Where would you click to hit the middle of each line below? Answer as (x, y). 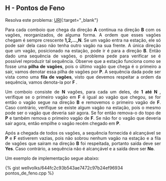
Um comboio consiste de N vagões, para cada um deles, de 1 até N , (83, 91)
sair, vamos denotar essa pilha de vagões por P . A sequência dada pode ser (83, 72)
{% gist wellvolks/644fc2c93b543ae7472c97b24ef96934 (64, 168)
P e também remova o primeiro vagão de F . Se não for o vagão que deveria (83, 118)
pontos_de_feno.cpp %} (30, 173)
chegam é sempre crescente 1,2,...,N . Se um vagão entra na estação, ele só (83, 40)
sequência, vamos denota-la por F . (41, 82)
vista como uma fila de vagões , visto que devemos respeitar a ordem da (83, 77)
